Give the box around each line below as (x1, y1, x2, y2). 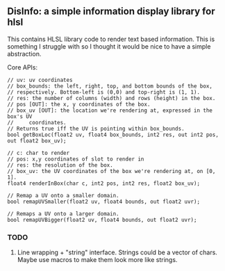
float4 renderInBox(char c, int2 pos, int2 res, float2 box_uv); (7, 180, 200, 187)
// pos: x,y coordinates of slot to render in (7, 156, 144, 163)
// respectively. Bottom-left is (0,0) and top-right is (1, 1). (7, 88, 200, 96)
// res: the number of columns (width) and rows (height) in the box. (7, 95, 216, 101)
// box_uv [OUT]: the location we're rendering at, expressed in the (7, 107, 213, 114)
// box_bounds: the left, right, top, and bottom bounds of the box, (7, 83, 213, 90)
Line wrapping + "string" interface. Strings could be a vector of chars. (17, 248, 217, 256)
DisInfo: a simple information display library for (7, 6, 215, 17)
